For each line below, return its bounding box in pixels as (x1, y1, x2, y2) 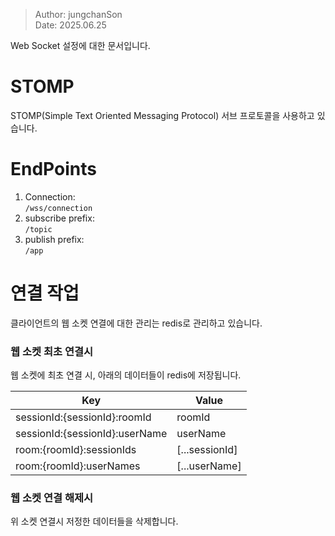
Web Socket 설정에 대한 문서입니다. (10, 40, 151, 51)
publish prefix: (24, 233, 85, 245)
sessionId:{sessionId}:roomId (15, 410, 152, 424)
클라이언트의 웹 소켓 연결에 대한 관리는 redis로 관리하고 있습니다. (10, 317, 263, 329)
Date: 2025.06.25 (34, 19, 107, 31)
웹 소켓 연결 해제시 (10, 491, 94, 505)
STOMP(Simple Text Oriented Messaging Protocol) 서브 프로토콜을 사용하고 (10, 109, 315, 121)
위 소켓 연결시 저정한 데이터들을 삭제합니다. (10, 515, 179, 528)
